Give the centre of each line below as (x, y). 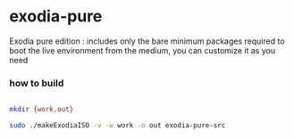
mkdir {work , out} (42, 110)
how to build (37, 83)
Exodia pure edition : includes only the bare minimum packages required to (147, 41)
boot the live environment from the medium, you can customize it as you (142, 50)
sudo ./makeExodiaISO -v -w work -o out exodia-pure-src (118, 126)
